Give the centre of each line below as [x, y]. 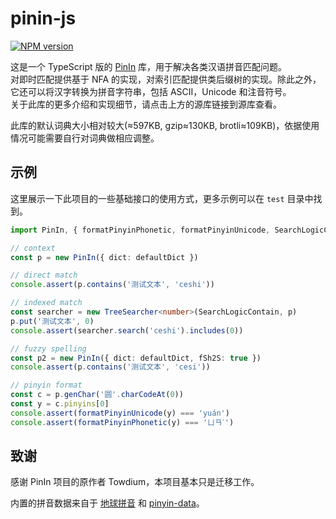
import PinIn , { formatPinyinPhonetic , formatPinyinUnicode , [140, 230]
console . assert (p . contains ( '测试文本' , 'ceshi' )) [112, 285]
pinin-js [43, 18]
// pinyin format [46, 385]
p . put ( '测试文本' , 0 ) [52, 321]
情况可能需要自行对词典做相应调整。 [85, 138]
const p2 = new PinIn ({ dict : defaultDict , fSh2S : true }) [136, 358]
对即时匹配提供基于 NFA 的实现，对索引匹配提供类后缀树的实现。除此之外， [166, 79]
